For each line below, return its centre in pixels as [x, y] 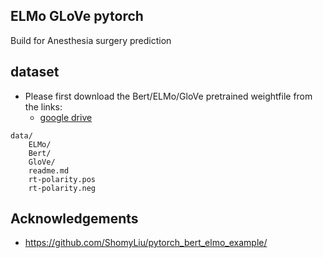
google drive [66, 117]
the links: [43, 106]
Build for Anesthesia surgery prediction [91, 40]
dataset [35, 72]
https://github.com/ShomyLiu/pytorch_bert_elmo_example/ [146, 243]
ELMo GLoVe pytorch [77, 16]
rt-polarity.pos [62, 179]
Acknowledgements [74, 219]
